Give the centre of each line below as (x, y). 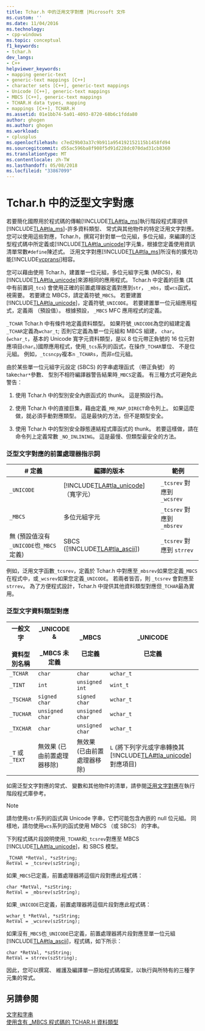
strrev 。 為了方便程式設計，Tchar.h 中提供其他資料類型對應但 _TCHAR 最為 (98, 586)
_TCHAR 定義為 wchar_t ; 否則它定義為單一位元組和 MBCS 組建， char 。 (92, 331)
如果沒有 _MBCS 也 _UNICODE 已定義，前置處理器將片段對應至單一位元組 (91, 933)
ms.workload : (23, 131)
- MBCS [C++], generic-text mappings (54, 97)
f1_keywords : (23, 46)
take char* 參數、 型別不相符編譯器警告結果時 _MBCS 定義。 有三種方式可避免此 (102, 375)
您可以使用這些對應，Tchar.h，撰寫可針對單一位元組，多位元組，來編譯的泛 (101, 236)
